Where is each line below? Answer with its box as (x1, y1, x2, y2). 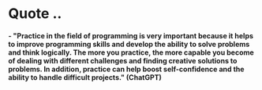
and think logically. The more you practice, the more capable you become (8, 48, 254, 57)
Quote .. (8, 5, 62, 23)
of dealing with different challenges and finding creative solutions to (8, 56, 238, 65)
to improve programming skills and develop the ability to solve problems (8, 39, 250, 49)
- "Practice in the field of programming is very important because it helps (8, 31, 254, 40)
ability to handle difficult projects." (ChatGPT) (8, 72, 162, 82)
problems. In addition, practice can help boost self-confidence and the (8, 64, 245, 74)
